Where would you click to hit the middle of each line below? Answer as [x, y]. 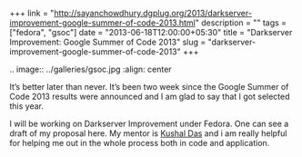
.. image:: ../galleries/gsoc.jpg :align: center [91, 69]
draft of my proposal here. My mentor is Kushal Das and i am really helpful [148, 133]
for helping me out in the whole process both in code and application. [140, 143]
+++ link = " [32, 13]
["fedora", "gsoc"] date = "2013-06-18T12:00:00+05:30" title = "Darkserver [151, 32]
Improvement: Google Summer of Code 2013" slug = [108, 42]
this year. [26, 106]
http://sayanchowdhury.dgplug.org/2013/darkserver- [153, 13]
